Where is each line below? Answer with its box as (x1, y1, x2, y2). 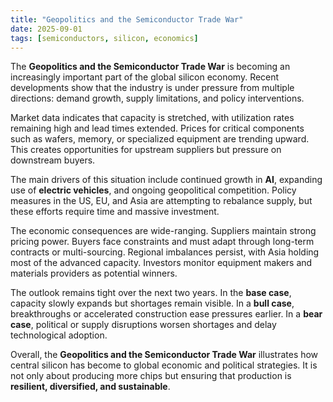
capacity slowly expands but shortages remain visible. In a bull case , (10, 297, 295, 310)
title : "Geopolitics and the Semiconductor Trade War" (10, 14, 244, 25)
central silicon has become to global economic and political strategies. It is (10, 359, 318, 371)
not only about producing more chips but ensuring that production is (10, 370, 292, 382)
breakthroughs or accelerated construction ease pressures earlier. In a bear (10, 308, 323, 320)
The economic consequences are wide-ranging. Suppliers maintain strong (10, 225, 317, 237)
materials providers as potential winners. (10, 267, 178, 280)
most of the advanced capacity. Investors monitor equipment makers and (10, 257, 313, 269)
